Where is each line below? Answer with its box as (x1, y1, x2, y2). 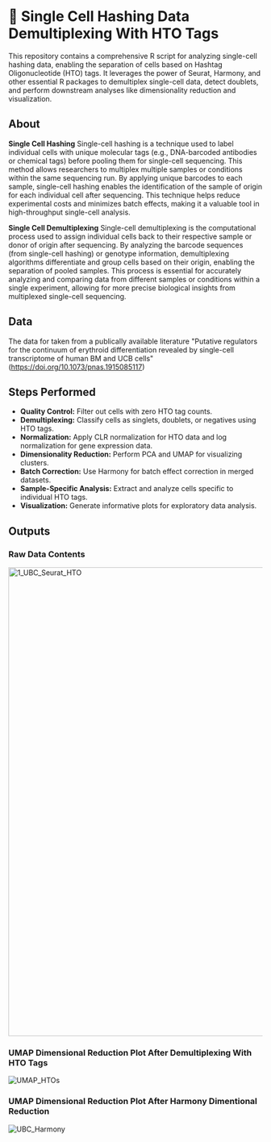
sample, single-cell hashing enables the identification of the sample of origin (8, 181, 263, 191)
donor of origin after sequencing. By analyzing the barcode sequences (8, 240, 244, 249)
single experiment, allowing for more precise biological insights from (8, 282, 236, 293)
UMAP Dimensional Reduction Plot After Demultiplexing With (8, 1047, 252, 1058)
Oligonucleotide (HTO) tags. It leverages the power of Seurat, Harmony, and (8, 68, 261, 77)
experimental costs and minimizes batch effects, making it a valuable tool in (8, 198, 260, 208)
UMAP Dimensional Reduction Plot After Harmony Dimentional (8, 1096, 258, 1107)
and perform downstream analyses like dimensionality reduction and (8, 85, 236, 95)
